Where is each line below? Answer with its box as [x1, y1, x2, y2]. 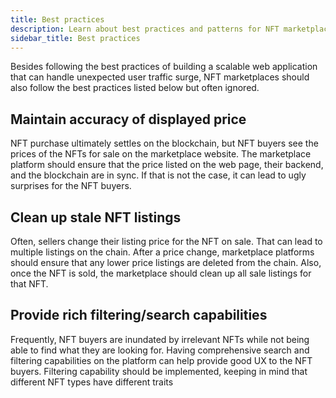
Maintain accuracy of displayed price [10, 111, 247, 128]
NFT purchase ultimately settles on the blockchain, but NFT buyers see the [10, 137, 319, 150]
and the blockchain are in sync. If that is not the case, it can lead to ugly [10, 169, 307, 181]
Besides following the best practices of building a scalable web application [10, 61, 318, 73]
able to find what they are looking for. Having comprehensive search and [10, 344, 310, 356]
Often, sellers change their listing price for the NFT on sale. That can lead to [10, 236, 323, 247]
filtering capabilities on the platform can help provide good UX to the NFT [10, 354, 313, 366]
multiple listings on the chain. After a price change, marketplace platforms [10, 246, 315, 258]
